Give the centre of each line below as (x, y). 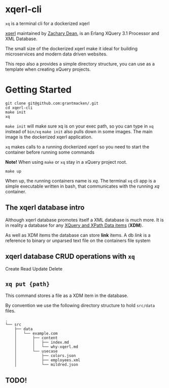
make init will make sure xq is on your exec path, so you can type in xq (79, 126)
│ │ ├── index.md (42, 342)
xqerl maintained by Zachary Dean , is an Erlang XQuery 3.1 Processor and (82, 33)
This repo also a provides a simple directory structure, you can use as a (80, 64)
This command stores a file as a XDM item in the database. (67, 295)
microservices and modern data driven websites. (56, 54)
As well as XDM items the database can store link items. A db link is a (78, 235)
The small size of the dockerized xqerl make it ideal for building (72, 48)
